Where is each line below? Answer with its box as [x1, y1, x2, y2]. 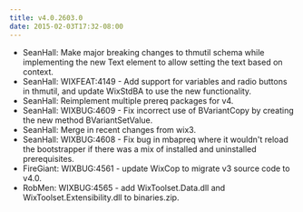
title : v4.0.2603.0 [9, 13, 83, 23]
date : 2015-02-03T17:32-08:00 [9, 22, 124, 31]
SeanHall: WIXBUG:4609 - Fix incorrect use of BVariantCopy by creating [22, 105, 295, 116]
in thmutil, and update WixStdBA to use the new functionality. [22, 86, 252, 96]
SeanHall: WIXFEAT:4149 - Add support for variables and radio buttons [22, 76, 288, 86]
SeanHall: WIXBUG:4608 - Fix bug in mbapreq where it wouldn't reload [22, 134, 288, 145]
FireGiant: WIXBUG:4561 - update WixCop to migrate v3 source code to [22, 163, 290, 174]
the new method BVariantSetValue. [22, 115, 153, 126]
